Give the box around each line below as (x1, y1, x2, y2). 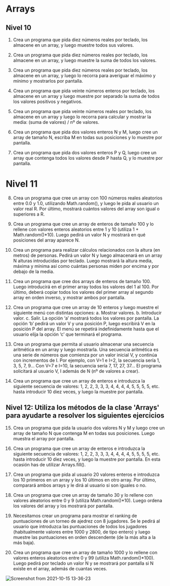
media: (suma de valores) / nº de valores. (13, 119, 100, 125)
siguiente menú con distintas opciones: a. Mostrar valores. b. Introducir (13, 309, 162, 316)
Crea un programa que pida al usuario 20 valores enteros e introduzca (13, 471, 160, 477)
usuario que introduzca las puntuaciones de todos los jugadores (13, 523, 147, 529)
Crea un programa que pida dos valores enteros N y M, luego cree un (13, 129, 158, 135)
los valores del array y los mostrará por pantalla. (13, 503, 114, 509)
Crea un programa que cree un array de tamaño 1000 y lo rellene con (13, 549, 157, 556)
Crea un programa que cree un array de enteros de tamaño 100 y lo (13, 221, 154, 227)
